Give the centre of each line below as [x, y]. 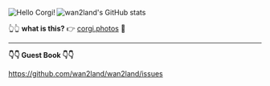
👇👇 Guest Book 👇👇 [41, 55]
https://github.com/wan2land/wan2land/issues [86, 74]
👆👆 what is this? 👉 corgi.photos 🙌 [67, 29]
